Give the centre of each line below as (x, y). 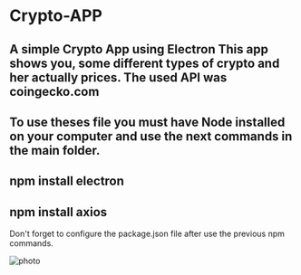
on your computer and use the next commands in (151, 136)
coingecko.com (54, 91)
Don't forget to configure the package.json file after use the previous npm (147, 234)
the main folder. (55, 150)
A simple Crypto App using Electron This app (139, 49)
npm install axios (58, 212)
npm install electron (67, 181)
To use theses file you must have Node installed (147, 122)
